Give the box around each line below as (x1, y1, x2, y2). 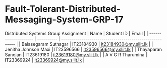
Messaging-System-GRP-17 (5, 14, 124, 25)
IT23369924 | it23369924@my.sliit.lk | (5, 57, 85, 63)
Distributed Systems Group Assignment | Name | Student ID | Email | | (5, 30, 148, 36)
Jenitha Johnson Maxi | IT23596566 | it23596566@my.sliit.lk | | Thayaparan (5, 46, 162, 52)
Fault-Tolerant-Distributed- (5, 3, 121, 15)
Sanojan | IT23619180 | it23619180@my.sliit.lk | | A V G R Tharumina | (5, 51, 147, 58)
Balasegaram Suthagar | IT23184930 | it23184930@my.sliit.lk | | (21, 41, 153, 47)
